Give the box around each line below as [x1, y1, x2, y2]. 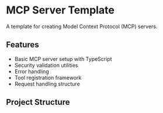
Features [6, 40, 39, 50]
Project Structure [6, 97, 70, 107]
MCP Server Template [6, 4, 115, 17]
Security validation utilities [14, 61, 78, 69]
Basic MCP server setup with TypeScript [14, 55, 112, 62]
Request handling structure [14, 80, 80, 87]
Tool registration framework [14, 74, 82, 81]
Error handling [14, 68, 49, 75]
